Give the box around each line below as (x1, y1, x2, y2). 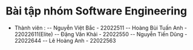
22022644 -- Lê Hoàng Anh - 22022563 (14, 37, 116, 44)
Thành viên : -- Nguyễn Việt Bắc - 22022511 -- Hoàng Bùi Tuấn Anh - (14, 24, 188, 31)
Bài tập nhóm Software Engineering (5, 4, 188, 18)
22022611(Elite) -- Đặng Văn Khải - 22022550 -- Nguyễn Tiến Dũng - (14, 30, 188, 37)
